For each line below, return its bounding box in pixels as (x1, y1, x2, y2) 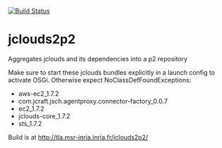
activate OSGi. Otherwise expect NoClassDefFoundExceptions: (8, 75, 192, 84)
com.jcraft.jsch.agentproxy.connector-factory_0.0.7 (18, 97, 168, 105)
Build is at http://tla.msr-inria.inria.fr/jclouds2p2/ (8, 132, 148, 141)
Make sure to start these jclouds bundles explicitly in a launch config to (8, 68, 215, 77)
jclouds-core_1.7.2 (18, 111, 71, 120)
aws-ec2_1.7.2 (18, 89, 59, 98)
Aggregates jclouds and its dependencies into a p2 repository (8, 54, 188, 63)
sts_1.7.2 (18, 119, 42, 128)
